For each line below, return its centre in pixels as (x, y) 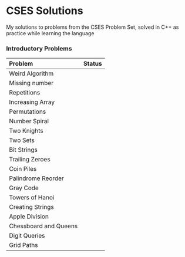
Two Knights (26, 131)
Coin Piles (23, 169)
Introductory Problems (39, 48)
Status (93, 64)
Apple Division (29, 217)
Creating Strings (31, 207)
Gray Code (24, 188)
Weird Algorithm (31, 73)
